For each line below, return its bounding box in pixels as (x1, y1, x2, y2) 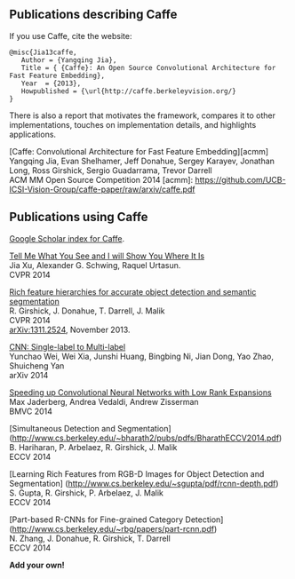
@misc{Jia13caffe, (9, 48, 77, 57)
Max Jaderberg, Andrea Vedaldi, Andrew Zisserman (9, 396, 199, 407)
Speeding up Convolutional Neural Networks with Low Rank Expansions (9, 386, 273, 398)
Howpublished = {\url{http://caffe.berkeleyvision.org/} (20, 86, 237, 96)
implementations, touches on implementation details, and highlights (9, 119, 257, 130)
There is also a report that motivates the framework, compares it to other (9, 110, 276, 121)
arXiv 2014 (9, 369, 49, 380)
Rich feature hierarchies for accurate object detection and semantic (9, 286, 257, 297)
